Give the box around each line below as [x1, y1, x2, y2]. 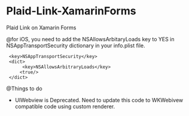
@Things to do [6, 85, 43, 92]
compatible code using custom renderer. [14, 103, 115, 110]
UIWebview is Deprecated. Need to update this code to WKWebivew [14, 96, 184, 103]
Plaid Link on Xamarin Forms [6, 24, 77, 31]
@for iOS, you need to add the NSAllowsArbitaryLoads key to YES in [6, 35, 175, 42]
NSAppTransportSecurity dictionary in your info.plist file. [6, 42, 145, 49]
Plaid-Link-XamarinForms [6, 4, 136, 18]
